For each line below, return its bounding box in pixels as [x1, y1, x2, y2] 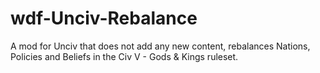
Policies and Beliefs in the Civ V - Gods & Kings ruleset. [10, 50, 239, 62]
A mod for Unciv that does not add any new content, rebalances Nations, [10, 40, 311, 52]
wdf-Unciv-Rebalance [10, 7, 198, 30]
